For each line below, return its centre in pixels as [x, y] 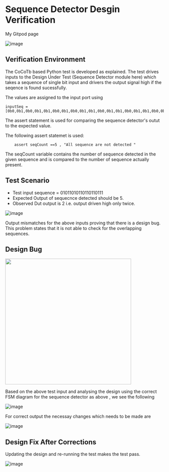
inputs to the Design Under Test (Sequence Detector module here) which [81, 77]
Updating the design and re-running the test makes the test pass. [73, 454]
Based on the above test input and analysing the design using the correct [81, 391]
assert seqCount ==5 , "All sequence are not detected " [75, 144]
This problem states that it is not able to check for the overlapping [73, 228]
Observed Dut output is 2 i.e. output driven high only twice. [74, 203]
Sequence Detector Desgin [63, 9]
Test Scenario [27, 180]
